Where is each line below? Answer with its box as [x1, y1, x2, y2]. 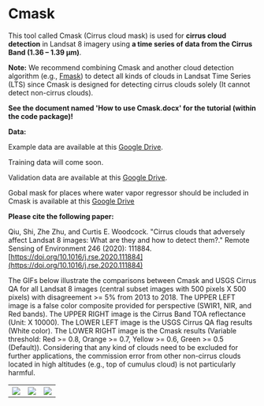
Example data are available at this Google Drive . [8, 142, 164, 151]
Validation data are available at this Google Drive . [8, 173, 168, 182]
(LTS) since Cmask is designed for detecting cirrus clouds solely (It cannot [8, 80, 251, 89]
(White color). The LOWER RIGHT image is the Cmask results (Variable [8, 326, 237, 335]
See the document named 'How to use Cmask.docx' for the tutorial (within [8, 103, 256, 113]
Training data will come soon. [8, 157, 104, 166]
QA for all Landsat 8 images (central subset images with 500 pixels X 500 [8, 284, 247, 293]
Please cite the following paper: [8, 211, 114, 221]
